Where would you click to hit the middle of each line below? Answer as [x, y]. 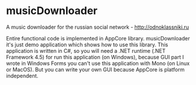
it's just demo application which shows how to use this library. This [87, 45]
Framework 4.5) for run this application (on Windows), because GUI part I [95, 57]
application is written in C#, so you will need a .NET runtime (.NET [86, 50]
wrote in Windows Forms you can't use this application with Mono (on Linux [98, 63]
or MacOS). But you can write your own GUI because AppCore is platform [95, 69]
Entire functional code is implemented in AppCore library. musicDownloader [98, 38]
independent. [22, 76]
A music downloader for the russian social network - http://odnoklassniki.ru [98, 27]
